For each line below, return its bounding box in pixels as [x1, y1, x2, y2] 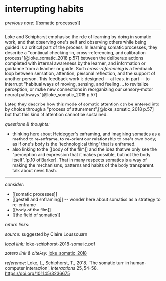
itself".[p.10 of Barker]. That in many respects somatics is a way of [12, 157, 147, 163]
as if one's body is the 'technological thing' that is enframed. [12, 141, 136, 147]
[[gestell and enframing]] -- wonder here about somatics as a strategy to [12, 196, 161, 202]
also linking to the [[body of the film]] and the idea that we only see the [12, 146, 157, 152]
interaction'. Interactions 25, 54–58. [26, 265, 98, 271]
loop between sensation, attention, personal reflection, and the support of [5, 70, 156, 76]
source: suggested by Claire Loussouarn [5, 231, 88, 237]
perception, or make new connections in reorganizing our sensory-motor [5, 86, 153, 92]
